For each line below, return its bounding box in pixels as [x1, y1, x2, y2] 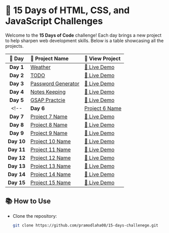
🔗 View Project [84, 55, 121, 62]
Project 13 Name [30, 162, 71, 170]
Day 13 [8, 162, 26, 170]
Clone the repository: [12, 213, 57, 219]
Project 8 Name [30, 121, 67, 128]
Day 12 [8, 154, 26, 161]
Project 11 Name [30, 146, 71, 153]
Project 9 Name [30, 129, 67, 137]
